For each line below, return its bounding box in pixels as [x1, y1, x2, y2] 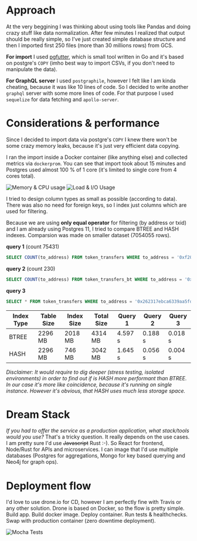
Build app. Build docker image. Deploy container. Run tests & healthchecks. [6, 511, 188, 518]
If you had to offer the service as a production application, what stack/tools [6, 427, 189, 434]
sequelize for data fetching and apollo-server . [6, 95, 119, 103]
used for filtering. [6, 207, 48, 215]
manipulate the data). [6, 65, 57, 72]
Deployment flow [6, 479, 91, 492]
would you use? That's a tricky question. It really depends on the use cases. [6, 433, 190, 440]
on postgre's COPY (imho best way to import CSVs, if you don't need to [6, 59, 175, 67]
